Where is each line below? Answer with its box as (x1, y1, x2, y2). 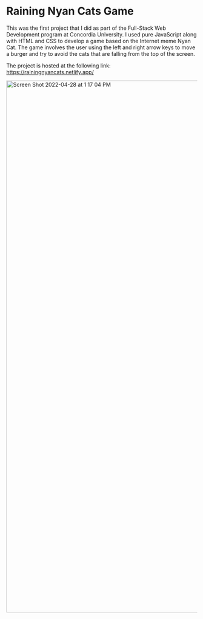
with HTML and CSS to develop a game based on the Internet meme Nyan (6, 37, 191, 44)
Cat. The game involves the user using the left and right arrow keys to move (6, 44, 196, 51)
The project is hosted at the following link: (6, 62, 111, 69)
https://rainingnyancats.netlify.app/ (6, 68, 94, 75)
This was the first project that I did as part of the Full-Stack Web (6, 24, 167, 32)
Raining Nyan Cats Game (6, 4, 135, 18)
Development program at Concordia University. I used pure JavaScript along (6, 30, 197, 38)
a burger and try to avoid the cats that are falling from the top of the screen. (6, 50, 195, 57)
